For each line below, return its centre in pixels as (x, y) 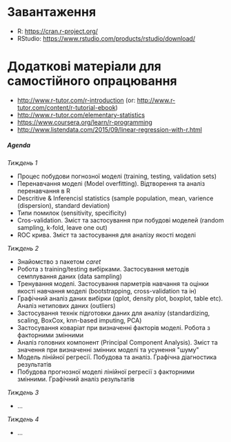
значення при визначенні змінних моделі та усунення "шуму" (108, 349)
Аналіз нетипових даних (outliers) (66, 305)
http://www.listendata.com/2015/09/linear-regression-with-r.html (109, 129)
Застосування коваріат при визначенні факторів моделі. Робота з (113, 327)
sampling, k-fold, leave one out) (62, 227)
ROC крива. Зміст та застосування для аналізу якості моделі (107, 235)
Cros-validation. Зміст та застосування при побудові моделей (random (120, 220)
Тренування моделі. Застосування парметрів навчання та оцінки (113, 283)
